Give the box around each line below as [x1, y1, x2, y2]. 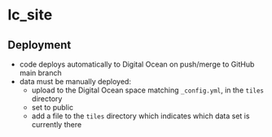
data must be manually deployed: [19, 77, 132, 86]
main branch [19, 68, 62, 78]
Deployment [7, 38, 72, 52]
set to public [31, 103, 74, 112]
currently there [31, 120, 82, 129]
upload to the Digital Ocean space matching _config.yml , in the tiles [31, 85, 265, 95]
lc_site [7, 6, 53, 24]
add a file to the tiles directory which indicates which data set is [31, 111, 250, 121]
